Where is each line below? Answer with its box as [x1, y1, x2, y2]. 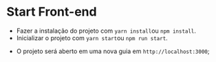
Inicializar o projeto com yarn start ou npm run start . [16, 33, 168, 42]
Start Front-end [6, 4, 97, 20]
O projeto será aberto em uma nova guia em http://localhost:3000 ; [16, 47, 210, 55]
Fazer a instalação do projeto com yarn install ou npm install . [16, 27, 197, 35]
